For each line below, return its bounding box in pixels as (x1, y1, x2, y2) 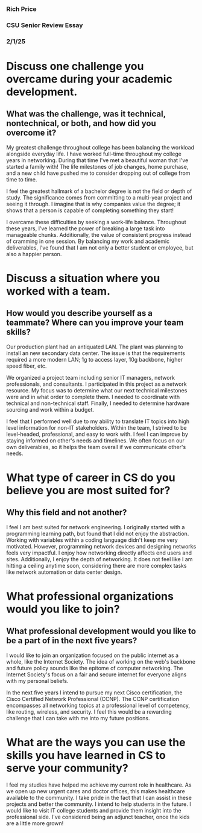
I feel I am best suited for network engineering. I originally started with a (6, 523, 185, 530)
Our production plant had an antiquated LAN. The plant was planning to (6, 343, 184, 350)
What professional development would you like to (6, 626, 197, 637)
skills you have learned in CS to (6, 748, 166, 762)
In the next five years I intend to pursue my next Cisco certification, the (6, 689, 183, 696)
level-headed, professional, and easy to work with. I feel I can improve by (6, 430, 189, 438)
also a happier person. (6, 250, 62, 257)
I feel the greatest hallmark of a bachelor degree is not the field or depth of (6, 187, 192, 195)
